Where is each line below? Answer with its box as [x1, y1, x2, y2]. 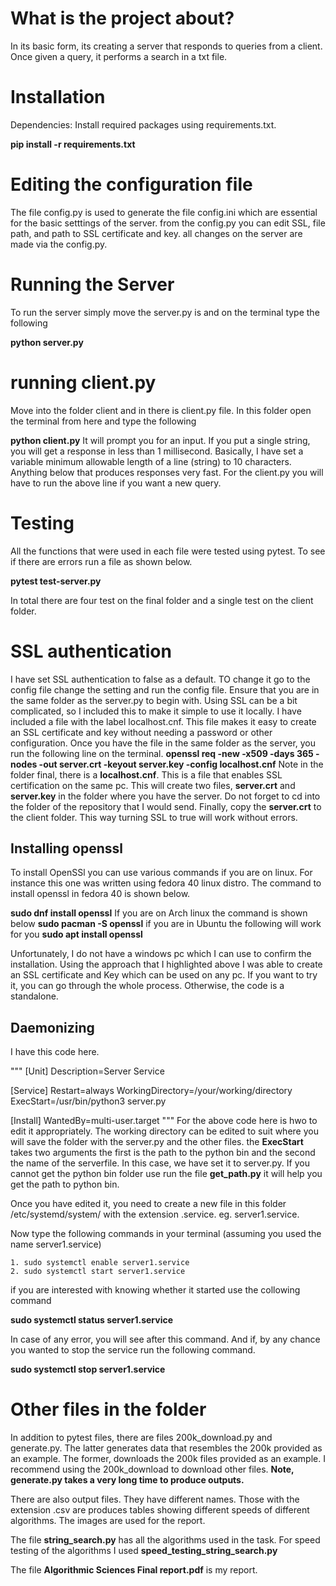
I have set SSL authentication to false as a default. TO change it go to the [10, 673, 311, 685]
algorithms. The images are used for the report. [10, 1515, 206, 1527]
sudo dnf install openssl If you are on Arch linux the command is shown [10, 907, 308, 919]
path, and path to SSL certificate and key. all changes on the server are [10, 227, 303, 239]
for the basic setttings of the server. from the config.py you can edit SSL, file [10, 217, 326, 229]
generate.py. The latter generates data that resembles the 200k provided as [10, 1442, 323, 1454]
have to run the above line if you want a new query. [10, 477, 222, 489]
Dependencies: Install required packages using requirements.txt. [10, 118, 277, 131]
